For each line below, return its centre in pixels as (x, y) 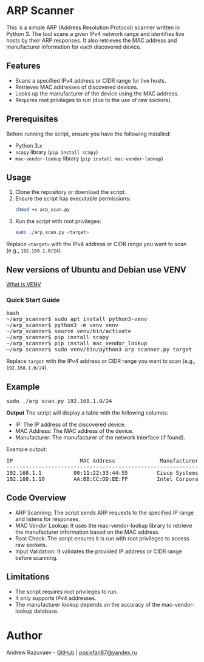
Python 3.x (29, 145)
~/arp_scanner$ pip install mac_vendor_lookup (77, 343)
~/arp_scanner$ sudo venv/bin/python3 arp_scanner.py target (99, 350)
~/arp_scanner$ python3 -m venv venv (63, 325)
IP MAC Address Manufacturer (102, 461)
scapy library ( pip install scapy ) (56, 152)
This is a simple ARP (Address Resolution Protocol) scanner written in (93, 27)
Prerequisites (32, 119)
